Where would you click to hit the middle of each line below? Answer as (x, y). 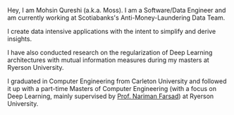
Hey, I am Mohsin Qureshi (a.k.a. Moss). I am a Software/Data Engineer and (117, 10)
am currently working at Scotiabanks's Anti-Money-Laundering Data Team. (116, 18)
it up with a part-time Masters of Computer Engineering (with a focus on (112, 89)
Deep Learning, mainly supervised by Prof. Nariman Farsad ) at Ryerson (111, 96)
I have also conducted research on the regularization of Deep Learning (110, 53)
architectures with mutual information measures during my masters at (108, 60)
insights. (20, 39)
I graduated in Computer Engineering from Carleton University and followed (117, 81)
